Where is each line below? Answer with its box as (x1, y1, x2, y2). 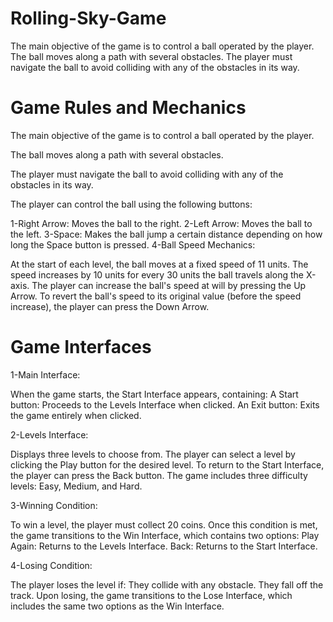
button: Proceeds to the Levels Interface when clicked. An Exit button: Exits (10, 398, 320, 411)
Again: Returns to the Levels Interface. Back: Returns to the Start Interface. (10, 540, 318, 552)
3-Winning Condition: (10, 499, 98, 511)
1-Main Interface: (10, 368, 81, 381)
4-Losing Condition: (10, 559, 93, 571)
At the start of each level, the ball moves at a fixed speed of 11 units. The (10, 258, 309, 270)
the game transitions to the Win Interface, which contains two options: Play (10, 529, 320, 541)
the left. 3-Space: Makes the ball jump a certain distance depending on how (10, 228, 323, 240)
